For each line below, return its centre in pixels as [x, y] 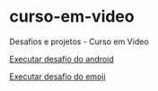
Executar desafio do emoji [57, 76]
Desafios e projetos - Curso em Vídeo [79, 41]
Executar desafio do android [61, 59]
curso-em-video [72, 17]
